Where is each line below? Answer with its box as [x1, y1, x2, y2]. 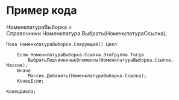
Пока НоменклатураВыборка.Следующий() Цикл [6, 41, 118, 47]
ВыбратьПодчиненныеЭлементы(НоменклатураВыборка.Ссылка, [28, 57, 174, 63]
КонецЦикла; [6, 88, 36, 95]
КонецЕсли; [17, 78, 45, 84]
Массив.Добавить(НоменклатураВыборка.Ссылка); [28, 72, 147, 78]
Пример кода [6, 4, 77, 17]
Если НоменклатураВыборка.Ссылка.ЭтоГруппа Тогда [17, 51, 145, 57]
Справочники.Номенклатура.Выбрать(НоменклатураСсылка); [6, 29, 168, 37]
